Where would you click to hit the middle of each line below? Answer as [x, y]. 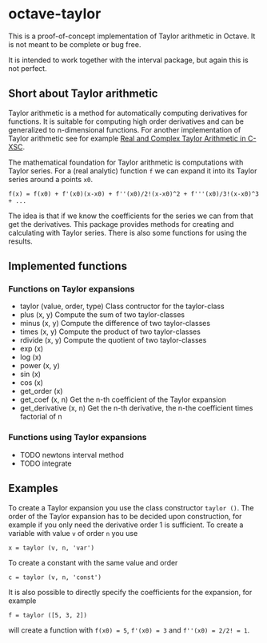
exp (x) [32, 349]
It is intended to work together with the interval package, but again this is [129, 60]
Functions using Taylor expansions [78, 438]
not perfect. [28, 68]
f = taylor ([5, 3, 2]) [48, 615]
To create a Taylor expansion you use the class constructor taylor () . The [131, 507]
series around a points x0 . [51, 179]
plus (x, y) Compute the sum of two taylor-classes [102, 315]
